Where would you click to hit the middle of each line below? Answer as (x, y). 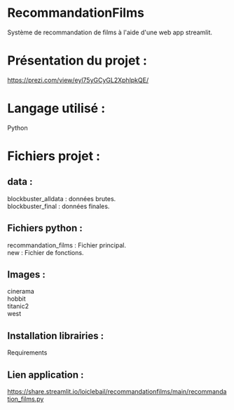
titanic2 (18, 306)
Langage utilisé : (56, 108)
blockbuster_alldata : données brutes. (62, 198)
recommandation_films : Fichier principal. (67, 245)
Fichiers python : (45, 228)
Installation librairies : (55, 335)
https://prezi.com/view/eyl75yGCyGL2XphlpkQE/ (78, 80)
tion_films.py (26, 399)
